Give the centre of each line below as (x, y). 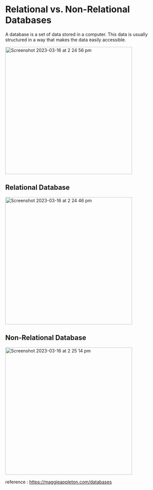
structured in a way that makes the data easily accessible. (66, 40)
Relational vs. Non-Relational (68, 9)
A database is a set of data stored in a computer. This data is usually (76, 34)
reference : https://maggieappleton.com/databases (59, 482)
